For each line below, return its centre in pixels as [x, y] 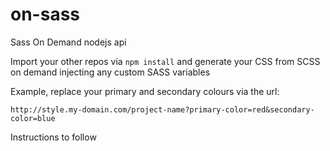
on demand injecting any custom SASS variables [110, 72]
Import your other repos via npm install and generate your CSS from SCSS [165, 61]
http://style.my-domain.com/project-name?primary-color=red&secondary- [162, 109]
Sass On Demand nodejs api [68, 42]
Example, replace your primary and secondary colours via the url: [145, 91]
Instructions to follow [53, 137]
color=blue [33, 118]
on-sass [45, 14]
